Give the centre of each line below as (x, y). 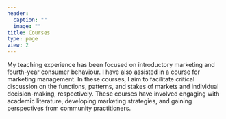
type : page (23, 39)
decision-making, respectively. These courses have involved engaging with (113, 94)
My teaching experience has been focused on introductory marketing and (111, 65)
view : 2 (18, 45)
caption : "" (30, 20)
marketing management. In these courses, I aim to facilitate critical (101, 79)
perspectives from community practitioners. (69, 108)
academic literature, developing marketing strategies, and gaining (100, 101)
